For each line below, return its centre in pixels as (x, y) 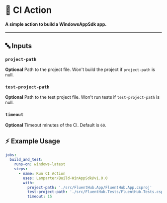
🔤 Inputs (19, 46)
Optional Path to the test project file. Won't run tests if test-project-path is (83, 97)
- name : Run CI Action (42, 173)
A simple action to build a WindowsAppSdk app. (56, 24)
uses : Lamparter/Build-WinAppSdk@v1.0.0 (65, 178)
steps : (21, 169)
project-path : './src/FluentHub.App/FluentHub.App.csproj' (90, 187)
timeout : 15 (40, 197)
